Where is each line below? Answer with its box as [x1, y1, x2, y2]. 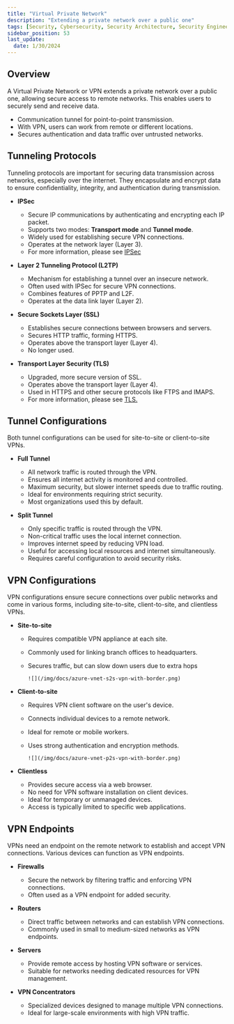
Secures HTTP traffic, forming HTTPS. [27, 331, 138, 339]
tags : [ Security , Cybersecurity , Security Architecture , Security [7, 23, 204, 30]
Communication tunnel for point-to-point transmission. [17, 115, 174, 123]
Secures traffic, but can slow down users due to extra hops [27, 662, 198, 670]
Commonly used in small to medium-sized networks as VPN [27, 925, 200, 933]
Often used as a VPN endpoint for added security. [27, 891, 171, 899]
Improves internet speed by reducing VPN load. [27, 539, 164, 548]
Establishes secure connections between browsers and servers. [27, 323, 212, 332]
